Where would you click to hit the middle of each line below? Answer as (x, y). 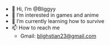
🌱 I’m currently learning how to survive (58, 21)
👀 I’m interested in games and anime (55, 15)
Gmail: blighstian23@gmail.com (58, 36)
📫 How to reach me (36, 28)
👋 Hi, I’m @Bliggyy (34, 9)
